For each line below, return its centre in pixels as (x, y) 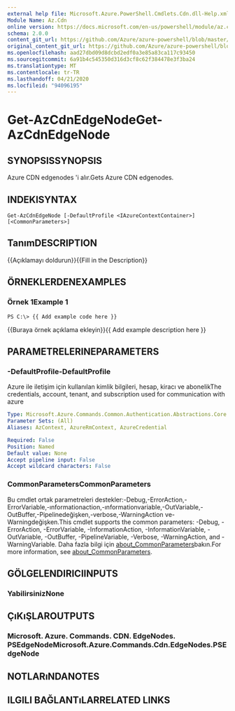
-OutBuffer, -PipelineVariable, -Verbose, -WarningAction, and (132, 537)
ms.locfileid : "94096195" (45, 85)
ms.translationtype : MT (42, 66)
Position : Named (31, 447)
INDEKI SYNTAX (42, 199)
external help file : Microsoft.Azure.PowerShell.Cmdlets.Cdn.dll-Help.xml (119, 14)
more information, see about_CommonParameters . (80, 551)
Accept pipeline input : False (51, 460)
